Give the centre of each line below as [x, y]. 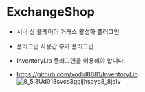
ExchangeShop [51, 12]
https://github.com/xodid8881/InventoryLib [77, 74]
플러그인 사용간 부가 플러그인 [55, 46]
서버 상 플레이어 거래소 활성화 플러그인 [68, 31]
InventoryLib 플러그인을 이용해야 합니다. [71, 60]
